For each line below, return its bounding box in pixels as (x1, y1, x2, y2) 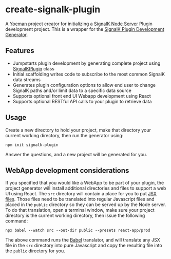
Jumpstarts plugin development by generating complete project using (12, 60, 161, 66)
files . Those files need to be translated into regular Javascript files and (5, 196, 155, 202)
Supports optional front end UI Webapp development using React (12, 92, 151, 99)
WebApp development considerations (5, 166, 129, 175)
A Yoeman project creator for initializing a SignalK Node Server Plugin (5, 21, 153, 27)
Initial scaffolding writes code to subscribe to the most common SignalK (12, 71, 165, 77)
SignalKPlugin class (12, 65, 55, 71)
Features (5, 46, 34, 55)
